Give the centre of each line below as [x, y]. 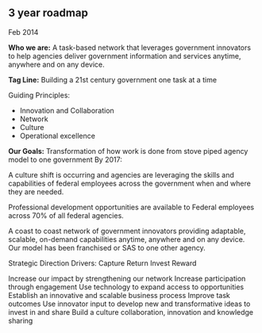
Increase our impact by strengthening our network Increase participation [127, 278]
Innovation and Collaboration [67, 110]
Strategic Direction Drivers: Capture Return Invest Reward [102, 263]
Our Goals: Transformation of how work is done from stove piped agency [128, 151]
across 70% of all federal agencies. [66, 215]
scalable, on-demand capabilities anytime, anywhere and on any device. [127, 239]
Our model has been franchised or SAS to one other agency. [107, 247]
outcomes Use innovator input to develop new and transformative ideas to [129, 304]
